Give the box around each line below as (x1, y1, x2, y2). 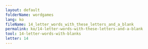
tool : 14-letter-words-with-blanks (5, 31, 81, 36)
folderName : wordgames (5, 12, 54, 17)
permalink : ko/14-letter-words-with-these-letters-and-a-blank (5, 27, 143, 32)
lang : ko (5, 17, 24, 22)
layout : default (5, 7, 40, 13)
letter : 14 (5, 36, 29, 41)
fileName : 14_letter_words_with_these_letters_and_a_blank (5, 21, 134, 27)
